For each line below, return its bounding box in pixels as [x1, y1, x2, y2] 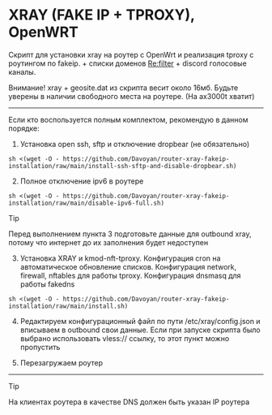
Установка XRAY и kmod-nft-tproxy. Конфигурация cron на [19, 253, 221, 263]
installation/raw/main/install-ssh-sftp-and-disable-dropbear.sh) [8, 162, 237, 170]
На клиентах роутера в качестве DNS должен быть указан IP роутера [8, 396, 250, 407]
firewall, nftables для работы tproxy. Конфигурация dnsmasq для [19, 270, 241, 280]
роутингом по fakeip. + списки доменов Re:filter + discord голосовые [8, 58, 247, 68]
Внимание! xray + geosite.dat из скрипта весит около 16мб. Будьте [8, 83, 239, 93]
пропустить [19, 342, 61, 352]
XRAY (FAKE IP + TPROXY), [8, 6, 195, 24]
